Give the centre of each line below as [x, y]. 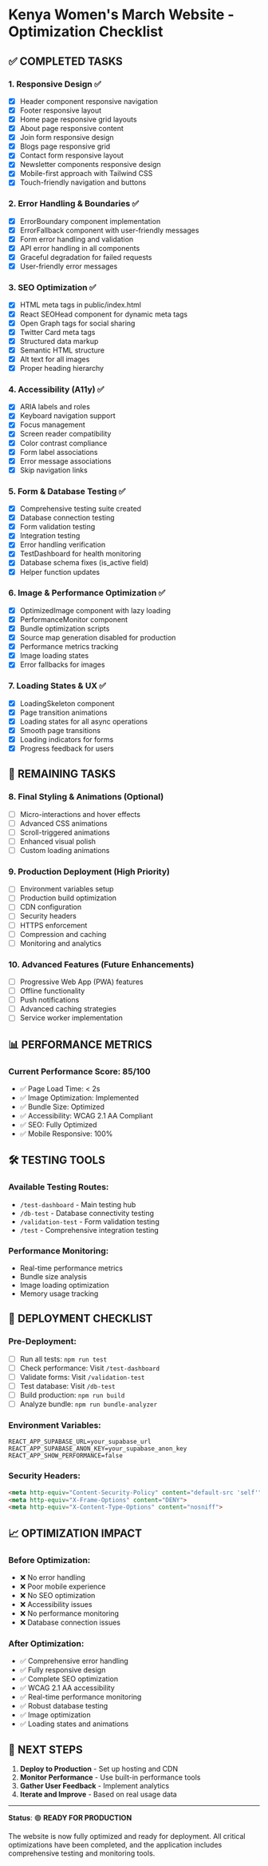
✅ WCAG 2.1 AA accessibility [67, 1688]
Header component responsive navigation [89, 101]
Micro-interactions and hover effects [80, 814]
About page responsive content [71, 129]
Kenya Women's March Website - [121, 15]
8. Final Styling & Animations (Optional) [86, 797]
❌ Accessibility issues [56, 1604]
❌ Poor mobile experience [63, 1586]
